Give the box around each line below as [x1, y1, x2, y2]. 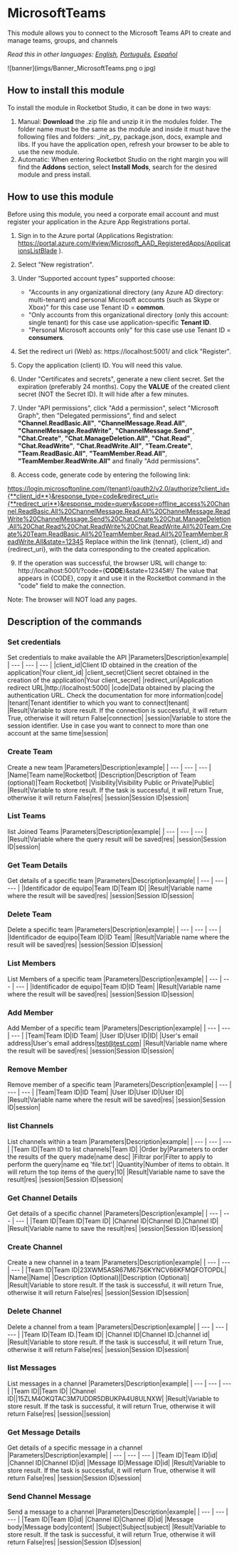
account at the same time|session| [7, 729, 109, 738]
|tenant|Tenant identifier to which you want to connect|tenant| [7, 698, 190, 707]
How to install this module [7, 84, 125, 97]
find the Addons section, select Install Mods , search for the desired [17, 162, 218, 171]
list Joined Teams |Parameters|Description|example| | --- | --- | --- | [7, 827, 208, 835]
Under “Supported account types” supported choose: [17, 274, 176, 282]
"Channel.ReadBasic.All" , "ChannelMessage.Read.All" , [17, 418, 187, 427]
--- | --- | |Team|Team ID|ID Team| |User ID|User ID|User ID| [7, 1088, 184, 1097]
